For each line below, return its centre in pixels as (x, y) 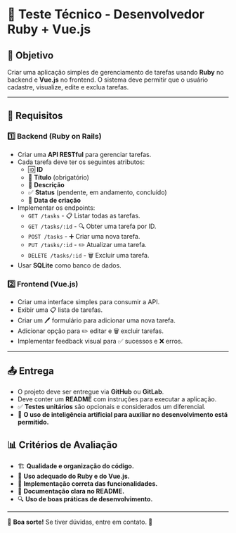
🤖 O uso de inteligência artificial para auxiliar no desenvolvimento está (123, 414)
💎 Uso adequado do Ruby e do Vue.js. (73, 476)
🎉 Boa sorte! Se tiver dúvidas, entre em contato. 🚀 (80, 522)
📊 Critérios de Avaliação (63, 445)
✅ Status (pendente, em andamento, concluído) (97, 192)
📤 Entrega (31, 371)
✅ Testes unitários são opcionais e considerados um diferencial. (111, 406)
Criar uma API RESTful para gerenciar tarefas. (84, 154)
